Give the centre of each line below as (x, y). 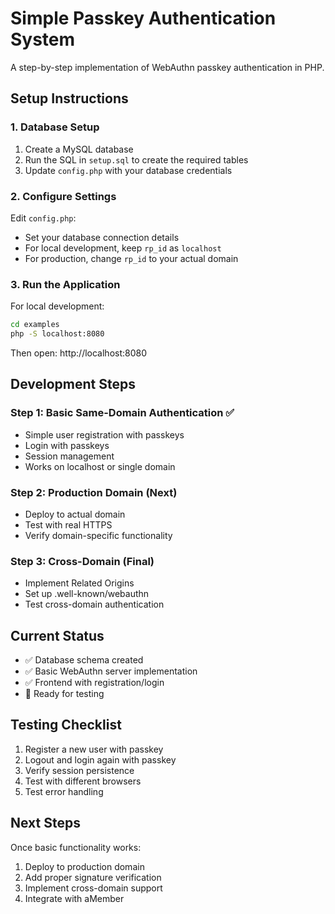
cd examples (35, 325)
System (43, 39)
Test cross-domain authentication (94, 604)
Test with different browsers (83, 781)
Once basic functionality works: (76, 847)
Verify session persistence (79, 770)
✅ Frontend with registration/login (94, 683)
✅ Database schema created (84, 660)
